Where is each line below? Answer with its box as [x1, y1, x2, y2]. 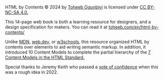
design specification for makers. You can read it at [5, 24, 108, 30]
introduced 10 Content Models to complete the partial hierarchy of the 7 [5, 49, 151, 55]
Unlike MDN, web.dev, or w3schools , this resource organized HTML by [5, 39, 150, 45]
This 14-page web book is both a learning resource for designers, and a [5, 19, 151, 25]
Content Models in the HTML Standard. [5, 54, 85, 60]
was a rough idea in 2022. [5, 69, 58, 75]
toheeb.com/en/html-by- [108, 24, 159, 30]
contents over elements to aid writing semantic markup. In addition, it [5, 44, 146, 50]
